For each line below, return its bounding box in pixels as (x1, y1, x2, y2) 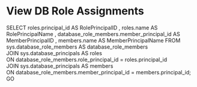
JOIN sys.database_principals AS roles (6, 49, 102, 56)
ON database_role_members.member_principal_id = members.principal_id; (6, 68, 191, 76)
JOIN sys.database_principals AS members (6, 62, 114, 70)
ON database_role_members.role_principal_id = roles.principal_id (6, 56, 168, 63)
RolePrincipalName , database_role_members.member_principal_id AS (6, 30, 180, 37)
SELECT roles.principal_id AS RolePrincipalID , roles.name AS (6, 24, 158, 31)
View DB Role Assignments (6, 4, 144, 18)
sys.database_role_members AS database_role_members (6, 43, 148, 50)
